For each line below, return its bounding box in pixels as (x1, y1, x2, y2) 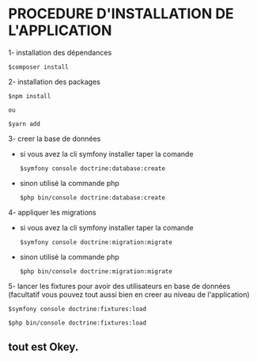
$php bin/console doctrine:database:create (19, 193, 166, 202)
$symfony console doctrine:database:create (19, 164, 166, 173)
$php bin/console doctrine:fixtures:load (8, 318, 147, 327)
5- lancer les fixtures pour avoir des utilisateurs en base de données (8, 281, 231, 291)
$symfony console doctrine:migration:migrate (19, 238, 172, 246)
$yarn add (8, 120, 41, 127)
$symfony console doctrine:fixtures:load (8, 305, 147, 313)
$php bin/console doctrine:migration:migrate (19, 267, 172, 275)
